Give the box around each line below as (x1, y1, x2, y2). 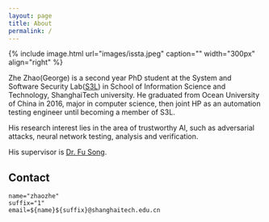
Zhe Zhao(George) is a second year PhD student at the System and (8, 73, 232, 83)
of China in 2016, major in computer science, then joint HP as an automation (8, 98, 261, 109)
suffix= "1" (8, 199, 45, 207)
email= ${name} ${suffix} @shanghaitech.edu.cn (8, 207, 161, 215)
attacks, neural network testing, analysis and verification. (8, 132, 199, 141)
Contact (8, 170, 50, 184)
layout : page (8, 11, 53, 20)
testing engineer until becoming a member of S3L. (8, 107, 175, 117)
